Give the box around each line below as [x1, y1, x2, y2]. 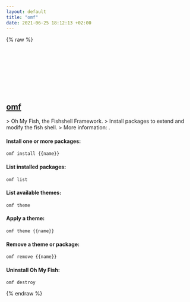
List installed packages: [6, 163, 66, 170]
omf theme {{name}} [6, 228, 55, 234]
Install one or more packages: [6, 138, 81, 145]
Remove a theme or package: [6, 241, 80, 248]
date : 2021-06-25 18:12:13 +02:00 [6, 20, 92, 26]
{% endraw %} [6, 290, 43, 297]
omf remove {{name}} [6, 254, 58, 260]
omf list [6, 176, 28, 182]
